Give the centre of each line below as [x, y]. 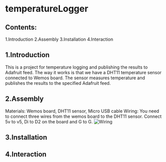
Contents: [21, 27]
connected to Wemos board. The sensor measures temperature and [75, 78]
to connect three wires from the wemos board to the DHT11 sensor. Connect [83, 116]
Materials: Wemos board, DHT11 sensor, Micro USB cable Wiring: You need [82, 111]
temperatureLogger [47, 9]
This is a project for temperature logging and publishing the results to [76, 67]
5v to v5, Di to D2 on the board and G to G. [49, 121]
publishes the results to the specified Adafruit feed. [58, 83]
